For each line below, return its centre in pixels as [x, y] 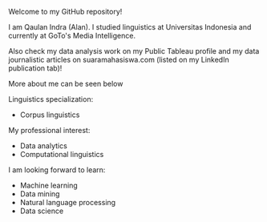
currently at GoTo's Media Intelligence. [72, 36]
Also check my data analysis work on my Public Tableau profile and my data [134, 51]
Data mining [40, 194]
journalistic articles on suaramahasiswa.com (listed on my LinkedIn [119, 60]
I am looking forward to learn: [57, 170]
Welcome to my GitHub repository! [65, 12]
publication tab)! [35, 68]
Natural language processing [68, 202]
